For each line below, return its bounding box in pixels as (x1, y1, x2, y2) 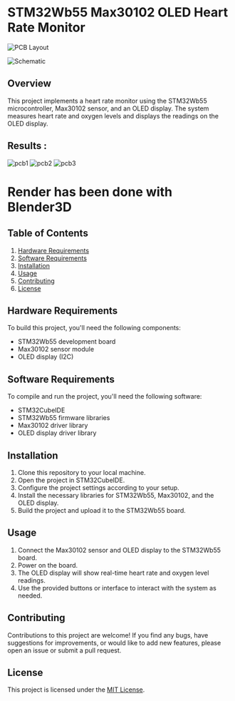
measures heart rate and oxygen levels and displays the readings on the (7, 111, 219, 120)
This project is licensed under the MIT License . (7, 685, 145, 694)
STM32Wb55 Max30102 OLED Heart (7, 4, 229, 21)
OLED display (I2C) (17, 352, 74, 361)
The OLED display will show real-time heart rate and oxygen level (17, 568, 209, 577)
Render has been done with (7, 183, 173, 200)
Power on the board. (17, 561, 78, 569)
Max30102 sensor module (17, 345, 95, 354)
